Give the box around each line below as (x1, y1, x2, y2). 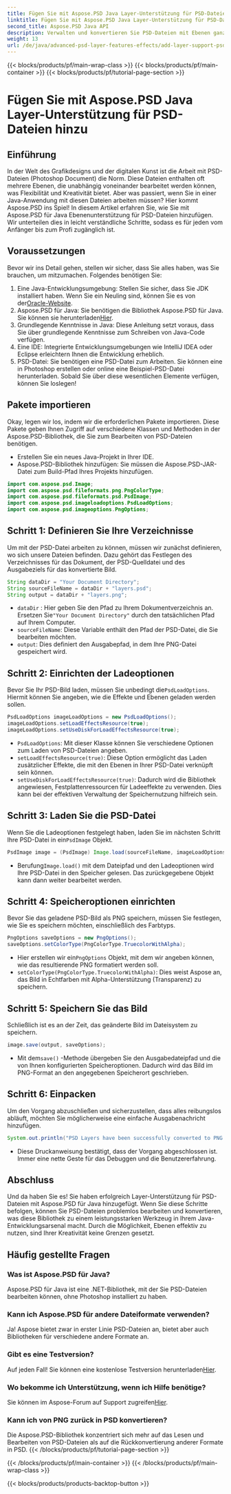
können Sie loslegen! (16, 379, 77, 387)
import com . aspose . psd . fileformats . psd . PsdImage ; (7, 493, 153, 501)
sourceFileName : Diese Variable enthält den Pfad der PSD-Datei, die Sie (16, 626, 219, 634)
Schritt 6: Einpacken (7, 1088, 96, 1100)
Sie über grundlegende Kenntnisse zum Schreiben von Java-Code (16, 328, 205, 336)
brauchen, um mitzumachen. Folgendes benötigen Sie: (7, 271, 162, 279)
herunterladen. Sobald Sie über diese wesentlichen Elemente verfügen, (16, 372, 219, 380)
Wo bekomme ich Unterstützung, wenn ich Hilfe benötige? (7, 1383, 206, 1392)
